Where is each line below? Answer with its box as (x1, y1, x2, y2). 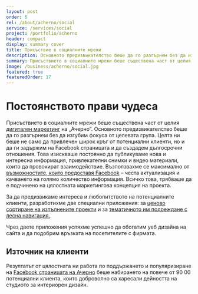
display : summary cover (6, 42, 65, 48)
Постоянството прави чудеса (6, 100, 158, 113)
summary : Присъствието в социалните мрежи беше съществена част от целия (6, 58, 192, 64)
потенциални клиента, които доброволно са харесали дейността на (6, 275, 177, 282)
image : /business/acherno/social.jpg (6, 63, 99, 70)
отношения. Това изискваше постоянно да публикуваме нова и (6, 151, 166, 158)
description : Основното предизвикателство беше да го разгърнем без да (6, 52, 186, 58)
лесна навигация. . (6, 212, 52, 219)
